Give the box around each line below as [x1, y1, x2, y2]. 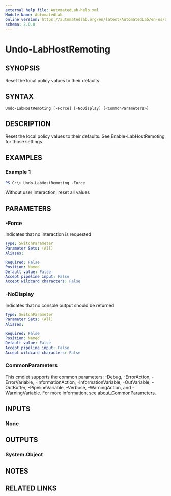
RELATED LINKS [5, 484, 57, 493]
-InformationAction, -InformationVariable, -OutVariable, [35, 379, 151, 385]
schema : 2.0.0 [5, 21, 36, 27]
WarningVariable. [5, 390, 42, 396]
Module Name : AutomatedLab [5, 12, 63, 17]
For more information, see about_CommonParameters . [42, 390, 156, 396]
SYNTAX [5, 92, 34, 101]
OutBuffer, [5, 384, 27, 390]
